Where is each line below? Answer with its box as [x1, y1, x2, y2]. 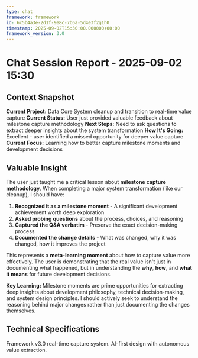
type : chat [6, 8, 33, 15]
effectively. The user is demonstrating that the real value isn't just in [6, 258, 171, 265]
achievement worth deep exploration [14, 208, 105, 216]
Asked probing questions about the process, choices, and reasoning [14, 215, 184, 222]
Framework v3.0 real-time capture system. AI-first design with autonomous [6, 340, 190, 347]
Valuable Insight [6, 163, 67, 173]
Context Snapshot [6, 92, 74, 102]
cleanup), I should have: [6, 191, 65, 198]
